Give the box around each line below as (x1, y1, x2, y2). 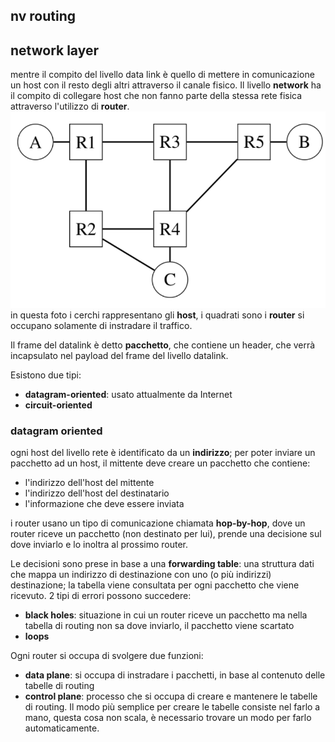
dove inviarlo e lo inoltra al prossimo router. (10, 539, 189, 551)
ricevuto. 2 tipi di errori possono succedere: (10, 590, 192, 602)
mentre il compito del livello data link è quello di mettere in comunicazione (10, 69, 315, 81)
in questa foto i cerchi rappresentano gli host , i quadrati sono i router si (10, 309, 305, 321)
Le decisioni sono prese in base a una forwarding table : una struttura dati (10, 558, 315, 570)
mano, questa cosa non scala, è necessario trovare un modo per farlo (24, 712, 312, 724)
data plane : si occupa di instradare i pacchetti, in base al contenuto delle (24, 669, 326, 681)
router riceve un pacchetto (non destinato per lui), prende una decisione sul (10, 528, 322, 540)
